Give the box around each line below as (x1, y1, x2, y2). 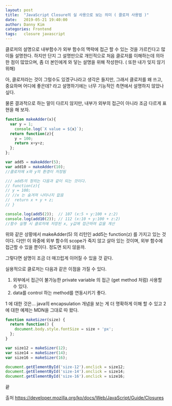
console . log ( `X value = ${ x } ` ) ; (14, 126, 84, 132)
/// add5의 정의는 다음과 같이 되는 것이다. (5, 178, 87, 183)
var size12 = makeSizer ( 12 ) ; (5, 345, 68, 350)
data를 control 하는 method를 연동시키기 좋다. (12, 289, 107, 296)
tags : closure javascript (5, 31, 66, 36)
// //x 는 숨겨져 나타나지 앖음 (5, 193, 64, 198)
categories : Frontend (5, 27, 52, 32)
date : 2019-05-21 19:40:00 (5, 17, 68, 22)
